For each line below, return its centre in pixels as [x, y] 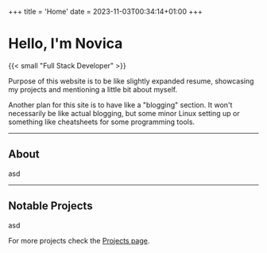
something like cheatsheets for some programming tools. [102, 122]
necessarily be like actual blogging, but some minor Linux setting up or [124, 113]
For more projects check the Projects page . [79, 240]
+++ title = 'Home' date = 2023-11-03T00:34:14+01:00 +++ [105, 12]
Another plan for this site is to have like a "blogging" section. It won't [120, 105]
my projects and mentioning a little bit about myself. [93, 89]
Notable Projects [50, 206]
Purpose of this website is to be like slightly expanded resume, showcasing [131, 81]
